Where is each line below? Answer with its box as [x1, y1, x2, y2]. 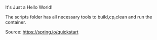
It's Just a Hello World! [5, 4, 53, 10]
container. [5, 19, 26, 25]
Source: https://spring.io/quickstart [5, 29, 78, 34]
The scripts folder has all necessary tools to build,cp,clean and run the [5, 14, 152, 19]
